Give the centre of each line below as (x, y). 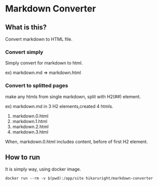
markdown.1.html (30, 121)
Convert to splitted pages (37, 85)
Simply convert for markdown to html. (44, 63)
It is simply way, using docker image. (43, 169)
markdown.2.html (30, 126)
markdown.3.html (30, 132)
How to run (23, 157)
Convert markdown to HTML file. (39, 39)
